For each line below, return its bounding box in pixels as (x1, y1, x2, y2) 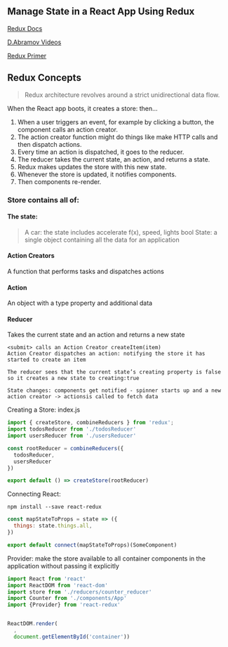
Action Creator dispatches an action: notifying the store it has (7, 351, 206, 358)
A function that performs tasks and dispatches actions (7, 267, 165, 275)
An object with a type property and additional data (7, 299, 153, 308)
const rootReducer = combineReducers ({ (7, 445, 124, 452)
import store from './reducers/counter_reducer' (7, 588, 152, 596)
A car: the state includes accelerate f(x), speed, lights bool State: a (24, 228, 217, 236)
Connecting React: (7, 490, 61, 498)
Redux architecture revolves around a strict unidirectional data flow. (24, 91, 220, 99)
